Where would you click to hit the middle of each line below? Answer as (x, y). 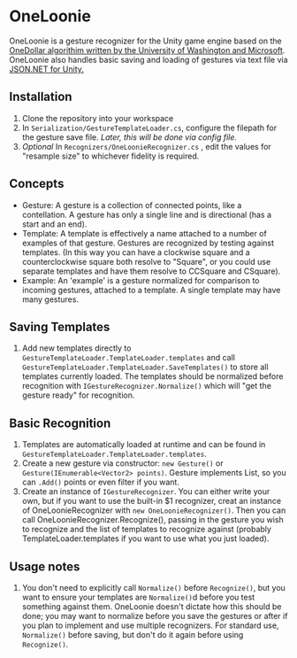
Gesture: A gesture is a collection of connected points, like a (132, 205)
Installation (41, 97)
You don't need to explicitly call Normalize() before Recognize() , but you (153, 588)
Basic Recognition (60, 423)
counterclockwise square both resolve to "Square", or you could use (146, 261)
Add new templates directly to (76, 348)
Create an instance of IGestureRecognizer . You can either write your (146, 492)
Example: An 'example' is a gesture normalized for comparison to (141, 280)
